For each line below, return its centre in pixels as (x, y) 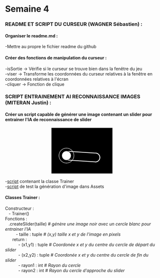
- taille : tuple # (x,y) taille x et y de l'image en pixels (68, 234)
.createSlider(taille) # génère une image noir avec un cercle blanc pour (80, 224)
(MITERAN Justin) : (28, 103)
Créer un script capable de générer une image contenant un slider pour (79, 114)
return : (20, 239)
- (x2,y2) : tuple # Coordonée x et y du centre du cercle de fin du (83, 255)
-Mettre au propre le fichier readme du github (51, 47)
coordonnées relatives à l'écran (37, 79)
